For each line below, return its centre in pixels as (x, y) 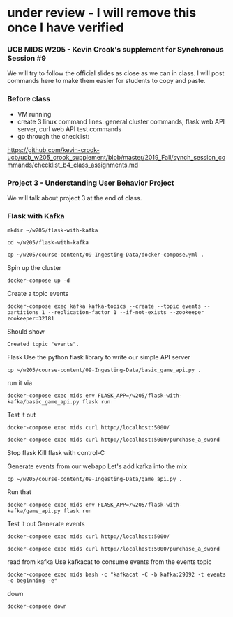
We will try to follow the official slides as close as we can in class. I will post (116, 73)
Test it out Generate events (46, 524)
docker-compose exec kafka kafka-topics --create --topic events (104, 306)
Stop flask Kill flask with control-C (56, 453)
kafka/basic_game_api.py (43, 402)
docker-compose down (37, 607)
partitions (23, 313)
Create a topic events (38, 294)
